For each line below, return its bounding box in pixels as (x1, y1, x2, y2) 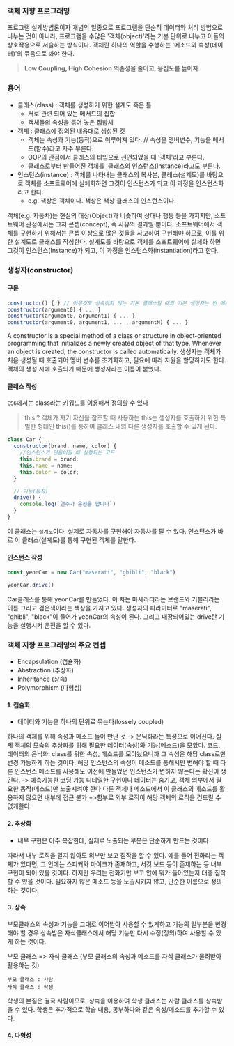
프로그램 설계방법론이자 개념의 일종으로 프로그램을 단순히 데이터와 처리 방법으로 (7, 23, 224, 32)
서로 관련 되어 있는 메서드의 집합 (27, 109, 116, 118)
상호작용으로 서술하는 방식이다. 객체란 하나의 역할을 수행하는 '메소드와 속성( (7, 40, 212, 49)
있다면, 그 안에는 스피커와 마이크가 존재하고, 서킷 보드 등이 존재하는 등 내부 (19, 859, 223, 868)
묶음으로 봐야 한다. (24, 49, 75, 58)
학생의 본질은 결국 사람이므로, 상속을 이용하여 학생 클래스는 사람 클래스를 (7, 997, 204, 1005)
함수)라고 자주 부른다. (36, 144, 94, 153)
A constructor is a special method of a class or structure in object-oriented (7, 332, 221, 340)
